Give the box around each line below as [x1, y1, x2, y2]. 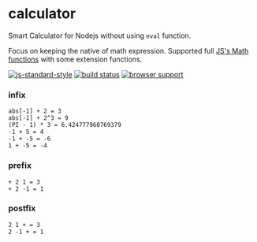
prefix [8, 160, 32, 171]
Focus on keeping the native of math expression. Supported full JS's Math [8, 46, 249, 55]
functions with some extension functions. [8, 54, 143, 64]
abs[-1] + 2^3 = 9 [8, 114, 69, 122]
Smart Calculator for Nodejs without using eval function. [8, 31, 192, 40]
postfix [8, 203, 36, 214]
